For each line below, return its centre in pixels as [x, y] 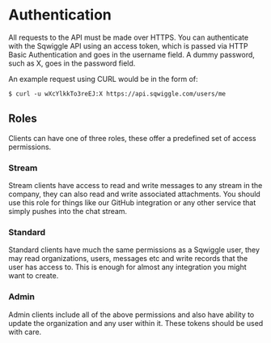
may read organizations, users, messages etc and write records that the [128, 259]
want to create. [34, 276]
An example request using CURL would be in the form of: [103, 79]
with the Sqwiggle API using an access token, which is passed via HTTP [128, 45]
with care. [25, 332]
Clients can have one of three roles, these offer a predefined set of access [132, 138]
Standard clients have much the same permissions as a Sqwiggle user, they [134, 250]
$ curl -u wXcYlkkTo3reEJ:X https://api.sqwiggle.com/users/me [117, 94]
